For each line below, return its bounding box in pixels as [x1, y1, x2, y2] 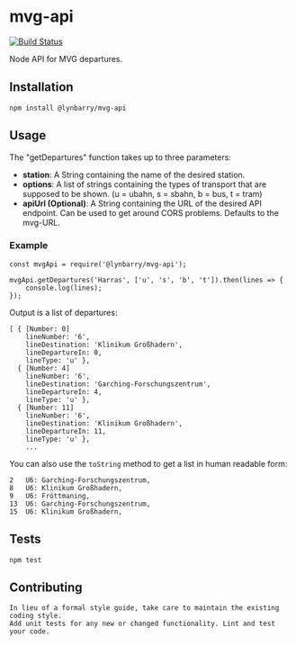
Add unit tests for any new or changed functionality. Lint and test [9, 619, 276, 629]
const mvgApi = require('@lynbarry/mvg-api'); [9, 259, 187, 269]
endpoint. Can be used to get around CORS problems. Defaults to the [22, 207, 279, 218]
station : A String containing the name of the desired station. [22, 169, 246, 180]
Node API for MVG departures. [9, 53, 123, 64]
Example [9, 239, 49, 252]
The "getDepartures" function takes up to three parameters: [9, 151, 232, 163]
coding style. [9, 612, 63, 621]
